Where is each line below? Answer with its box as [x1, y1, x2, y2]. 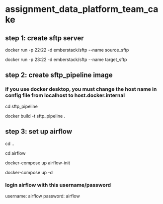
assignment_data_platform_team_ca [5, 3, 159, 15]
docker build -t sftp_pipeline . [5, 113, 66, 119]
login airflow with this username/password [5, 182, 111, 189]
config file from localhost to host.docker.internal [5, 92, 125, 99]
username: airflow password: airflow [5, 193, 81, 199]
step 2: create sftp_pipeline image [5, 71, 113, 79]
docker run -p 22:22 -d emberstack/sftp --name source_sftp [5, 47, 129, 53]
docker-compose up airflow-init [5, 160, 71, 166]
